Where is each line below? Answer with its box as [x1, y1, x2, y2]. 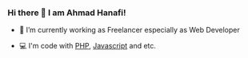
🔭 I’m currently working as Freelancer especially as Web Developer [18, 25, 241, 35]
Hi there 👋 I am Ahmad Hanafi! [7, 7, 126, 18]
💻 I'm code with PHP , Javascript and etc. [18, 41, 157, 51]
